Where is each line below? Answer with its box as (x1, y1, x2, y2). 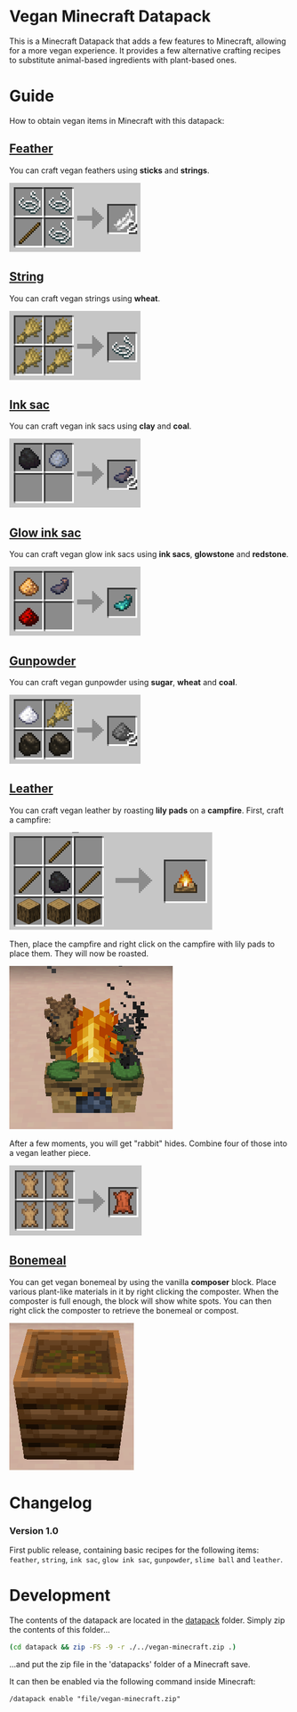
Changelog (9, 1493, 92, 1512)
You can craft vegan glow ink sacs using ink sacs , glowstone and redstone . (9, 549, 289, 560)
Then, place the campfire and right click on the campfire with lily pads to (9, 938, 276, 949)
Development (9, 1585, 111, 1606)
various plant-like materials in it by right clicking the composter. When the (9, 1286, 279, 1297)
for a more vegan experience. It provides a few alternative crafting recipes (9, 45, 282, 55)
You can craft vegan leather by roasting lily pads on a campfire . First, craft (9, 805, 285, 815)
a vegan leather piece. (9, 1147, 92, 1158)
